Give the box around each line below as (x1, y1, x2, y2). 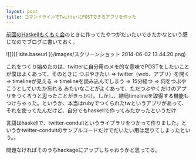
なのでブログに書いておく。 (11, 38, 78, 45)
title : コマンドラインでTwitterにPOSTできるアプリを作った (6, 14, 137, 20)
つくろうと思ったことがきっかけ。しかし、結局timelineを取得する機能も (16, 92, 190, 99)
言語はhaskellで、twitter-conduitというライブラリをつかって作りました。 (6, 119, 182, 126)
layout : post (6, 8, 38, 15)
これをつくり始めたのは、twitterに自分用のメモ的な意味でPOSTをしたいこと (6, 63, 190, 70)
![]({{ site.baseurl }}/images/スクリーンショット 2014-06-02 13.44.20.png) (6, 50, 186, 57)
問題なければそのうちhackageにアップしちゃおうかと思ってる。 (6, 146, 160, 153)
